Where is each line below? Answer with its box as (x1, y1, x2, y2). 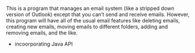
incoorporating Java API (14, 40, 73, 47)
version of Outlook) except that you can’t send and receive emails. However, (6, 11, 190, 18)
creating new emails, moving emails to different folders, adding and (6, 23, 168, 30)
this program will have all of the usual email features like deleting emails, (6, 17, 180, 24)
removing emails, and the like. (6, 29, 78, 36)
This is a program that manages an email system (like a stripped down (6, 5, 175, 12)
